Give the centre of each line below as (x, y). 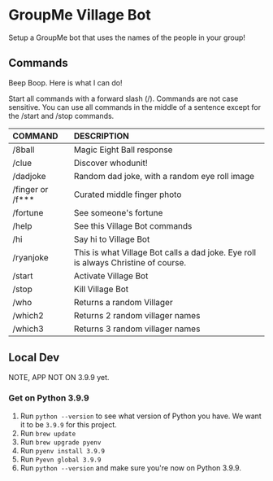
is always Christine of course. (130, 262)
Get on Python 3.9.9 (49, 398)
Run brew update (48, 433)
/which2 (28, 315)
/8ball (24, 150)
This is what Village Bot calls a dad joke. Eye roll (165, 252)
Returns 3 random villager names (137, 329)
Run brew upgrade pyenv (61, 442)
